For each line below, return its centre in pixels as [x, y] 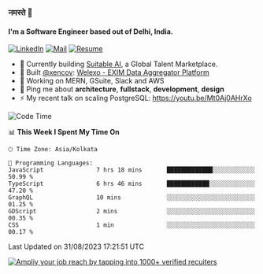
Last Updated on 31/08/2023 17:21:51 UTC [76, 246]
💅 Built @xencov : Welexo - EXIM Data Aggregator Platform [115, 72]
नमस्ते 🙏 [20, 13]
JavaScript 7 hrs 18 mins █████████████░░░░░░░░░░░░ [132, 170]
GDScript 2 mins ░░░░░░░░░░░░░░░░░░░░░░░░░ [132, 212]
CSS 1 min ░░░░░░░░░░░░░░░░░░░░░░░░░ [132, 225]
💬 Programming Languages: [50, 163]
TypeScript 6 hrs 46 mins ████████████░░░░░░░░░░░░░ [132, 184]
